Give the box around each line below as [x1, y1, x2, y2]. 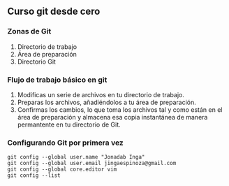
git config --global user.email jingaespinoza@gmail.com [7, 160, 177, 167]
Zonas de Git [7, 27, 52, 36]
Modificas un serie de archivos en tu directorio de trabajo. [17, 90, 185, 99]
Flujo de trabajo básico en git [7, 75, 108, 85]
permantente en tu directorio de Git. [17, 120, 121, 129]
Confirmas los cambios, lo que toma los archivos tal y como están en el [17, 105, 223, 114]
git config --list [7, 172, 61, 179]
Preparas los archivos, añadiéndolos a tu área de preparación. [17, 98, 197, 106]
